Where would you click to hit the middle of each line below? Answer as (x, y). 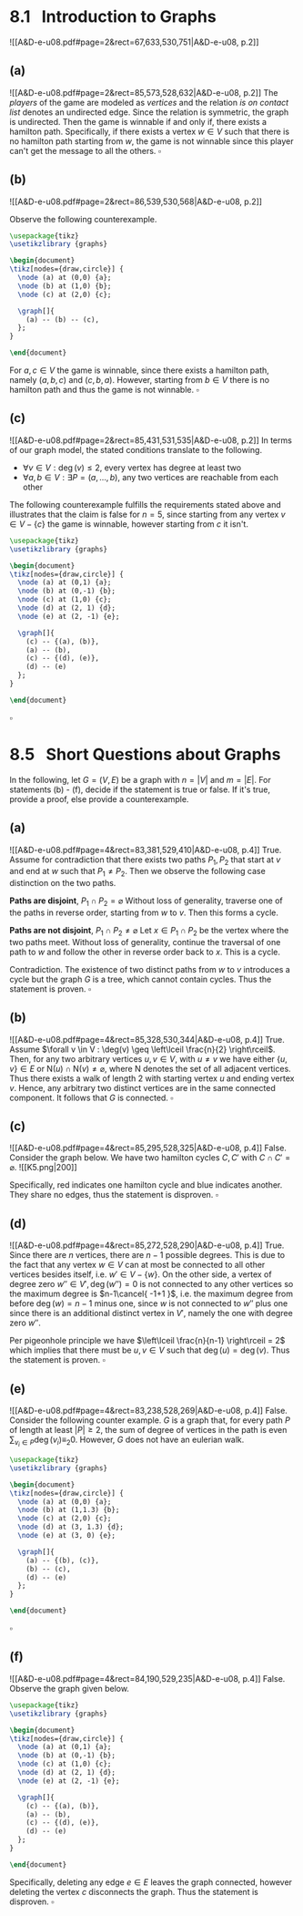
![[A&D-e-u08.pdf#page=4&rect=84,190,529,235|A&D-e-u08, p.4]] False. (147, 1678)
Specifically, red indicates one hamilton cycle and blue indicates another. (146, 1185)
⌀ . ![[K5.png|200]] (43, 1168)
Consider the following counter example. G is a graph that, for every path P (150, 1420)
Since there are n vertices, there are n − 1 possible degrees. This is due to (147, 1255)
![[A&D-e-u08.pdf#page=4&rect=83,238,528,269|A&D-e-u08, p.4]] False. (149, 1410)
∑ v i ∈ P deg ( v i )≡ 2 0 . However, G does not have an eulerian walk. (127, 1441)
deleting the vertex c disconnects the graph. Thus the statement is (134, 1891)
